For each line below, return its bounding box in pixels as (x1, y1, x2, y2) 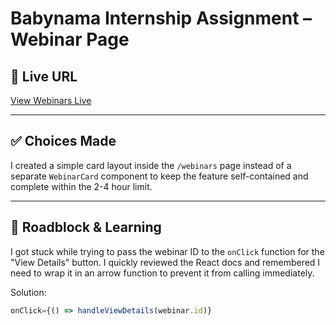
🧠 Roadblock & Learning (10, 219, 162, 236)
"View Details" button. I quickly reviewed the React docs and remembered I (10, 256, 321, 268)
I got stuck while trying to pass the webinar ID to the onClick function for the (10, 245, 325, 257)
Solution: (10, 286, 47, 298)
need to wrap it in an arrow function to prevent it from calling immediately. (10, 267, 315, 279)
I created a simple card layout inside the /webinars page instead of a (10, 159, 292, 171)
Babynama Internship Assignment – (10, 7, 313, 30)
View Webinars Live (10, 95, 92, 106)
